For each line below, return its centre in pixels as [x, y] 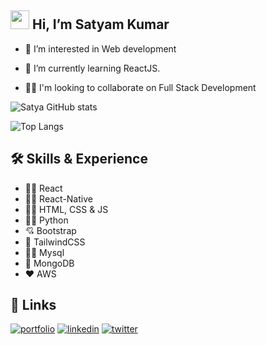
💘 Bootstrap [50, 230]
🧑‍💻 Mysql [44, 252]
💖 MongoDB [49, 263]
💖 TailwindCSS [55, 242]
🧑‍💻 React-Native [58, 198]
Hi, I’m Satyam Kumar [100, 24]
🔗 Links [33, 305]
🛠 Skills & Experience [79, 159]
